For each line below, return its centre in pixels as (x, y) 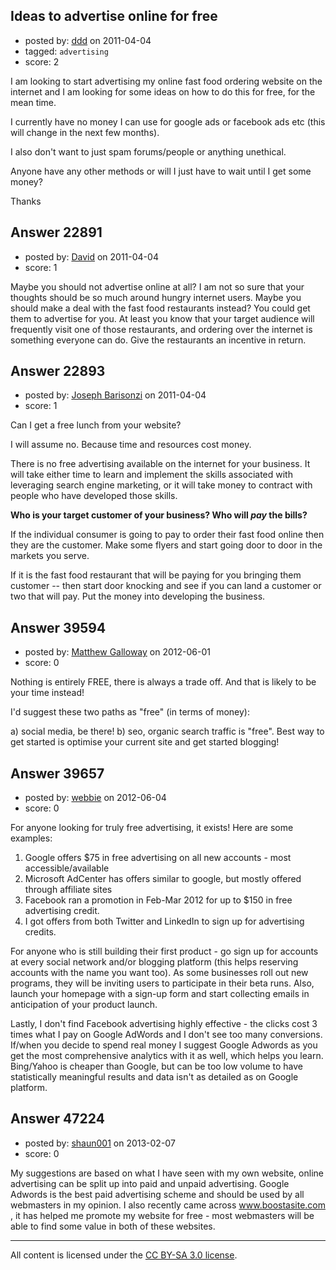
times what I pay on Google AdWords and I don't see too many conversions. (166, 1035)
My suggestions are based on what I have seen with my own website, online (167, 1173)
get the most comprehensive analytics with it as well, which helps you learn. (167, 1056)
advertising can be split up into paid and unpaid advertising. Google (150, 1183)
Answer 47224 (57, 1119)
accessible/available (67, 868)
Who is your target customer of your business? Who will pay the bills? (159, 515)
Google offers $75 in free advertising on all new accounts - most (158, 858)
